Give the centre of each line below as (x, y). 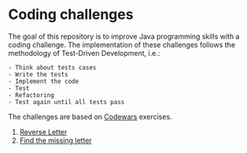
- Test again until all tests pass (66, 102)
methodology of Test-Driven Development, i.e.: (84, 53)
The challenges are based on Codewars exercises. (90, 117)
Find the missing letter (55, 140)
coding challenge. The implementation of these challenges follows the (122, 44)
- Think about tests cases (52, 67)
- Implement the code (44, 81)
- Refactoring (31, 95)
